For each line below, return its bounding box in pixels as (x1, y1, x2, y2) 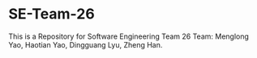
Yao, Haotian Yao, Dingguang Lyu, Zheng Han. (8, 39, 163, 49)
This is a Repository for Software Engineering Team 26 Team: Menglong (8, 31, 250, 41)
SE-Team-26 (8, 5, 95, 23)
